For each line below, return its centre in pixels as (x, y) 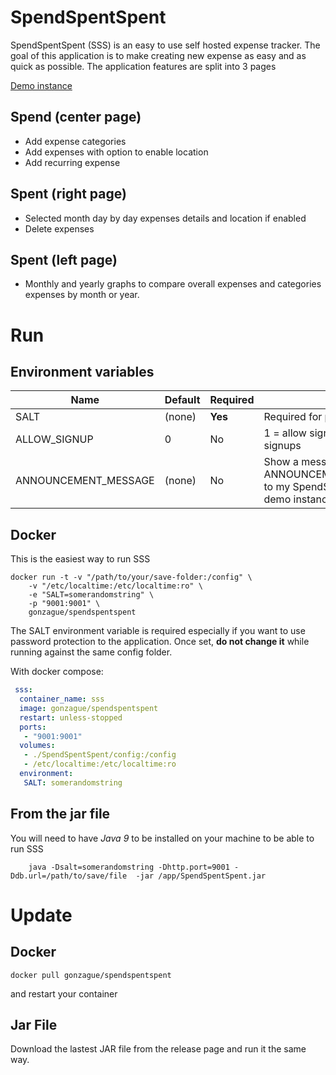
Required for (293, 417)
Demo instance (41, 85)
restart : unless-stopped (71, 717)
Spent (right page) (68, 194)
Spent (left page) (64, 259)
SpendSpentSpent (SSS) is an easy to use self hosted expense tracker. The (165, 45)
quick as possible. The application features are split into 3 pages (143, 66)
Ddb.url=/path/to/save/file (69, 876)
